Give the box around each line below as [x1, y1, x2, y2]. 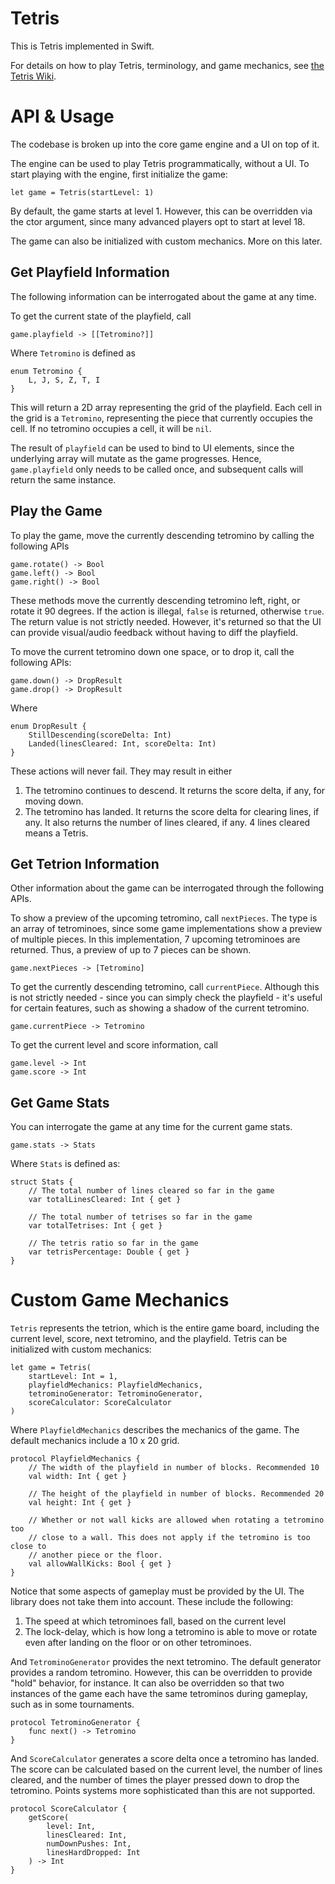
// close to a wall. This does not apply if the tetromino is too [28, 1533, 311, 1543]
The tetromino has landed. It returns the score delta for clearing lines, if [24, 805, 320, 817]
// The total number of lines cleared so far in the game [28, 1186, 275, 1196]
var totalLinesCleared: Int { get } [28, 1195, 182, 1205]
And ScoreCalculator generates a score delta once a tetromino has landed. [10, 1753, 320, 1765]
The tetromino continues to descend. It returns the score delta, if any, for [24, 784, 326, 796]
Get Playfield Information [10, 264, 170, 281]
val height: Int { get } [28, 1498, 132, 1508]
